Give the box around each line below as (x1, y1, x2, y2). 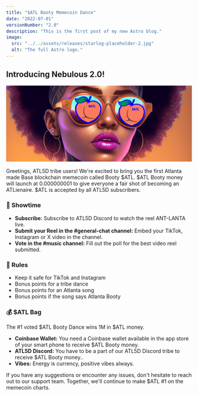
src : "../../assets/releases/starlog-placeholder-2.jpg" (11, 41, 154, 47)
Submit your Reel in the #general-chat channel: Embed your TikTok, (14, 227, 183, 234)
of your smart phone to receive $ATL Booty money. (14, 341, 140, 348)
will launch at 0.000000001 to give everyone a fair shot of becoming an (6, 180, 180, 187)
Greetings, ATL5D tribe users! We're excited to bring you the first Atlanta (6, 168, 182, 175)
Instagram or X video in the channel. (14, 233, 103, 240)
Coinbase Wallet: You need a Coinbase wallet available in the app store (14, 335, 189, 342)
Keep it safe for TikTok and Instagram (14, 274, 106, 281)
